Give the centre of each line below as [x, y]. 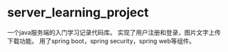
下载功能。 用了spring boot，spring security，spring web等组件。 [101, 41]
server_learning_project [78, 13]
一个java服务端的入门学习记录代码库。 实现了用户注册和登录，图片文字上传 [114, 32]
